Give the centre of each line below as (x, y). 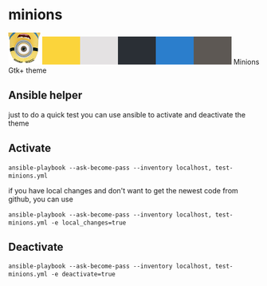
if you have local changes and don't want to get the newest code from (124, 190)
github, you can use (41, 199)
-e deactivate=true (83, 274)
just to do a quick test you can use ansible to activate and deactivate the (127, 114)
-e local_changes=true (88, 222)
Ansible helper (45, 95)
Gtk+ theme (27, 70)
